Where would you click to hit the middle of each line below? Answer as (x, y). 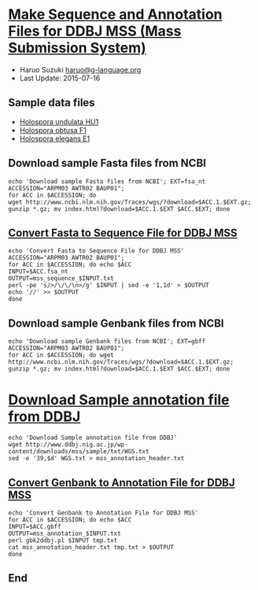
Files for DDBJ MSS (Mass (95, 31)
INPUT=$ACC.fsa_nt (38, 272)
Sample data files (52, 103)
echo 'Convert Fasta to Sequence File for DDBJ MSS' (96, 251)
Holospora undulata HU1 (59, 122)
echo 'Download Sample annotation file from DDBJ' (93, 438)
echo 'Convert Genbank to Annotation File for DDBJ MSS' (103, 513)
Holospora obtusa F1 (53, 130)
